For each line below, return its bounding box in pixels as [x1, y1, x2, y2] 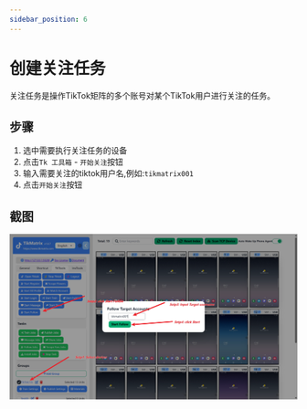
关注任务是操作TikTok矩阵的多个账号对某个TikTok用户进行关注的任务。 [9, 89, 276, 100]
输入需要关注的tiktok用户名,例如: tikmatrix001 [22, 168, 194, 179]
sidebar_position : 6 [9, 15, 89, 24]
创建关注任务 [9, 58, 107, 79]
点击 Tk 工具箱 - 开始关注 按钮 [22, 156, 123, 168]
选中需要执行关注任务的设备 [22, 145, 128, 156]
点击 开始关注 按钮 [22, 179, 83, 191]
